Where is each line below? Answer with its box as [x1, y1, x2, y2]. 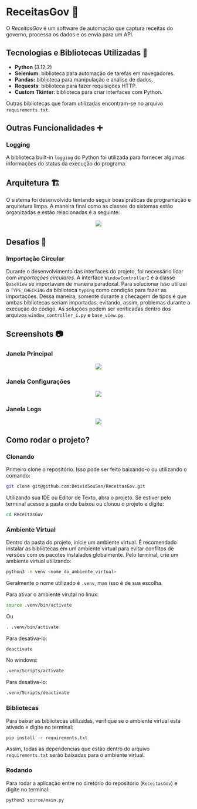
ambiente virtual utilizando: [6, 557, 72, 564]
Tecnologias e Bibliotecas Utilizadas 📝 [6, 48, 148, 58]
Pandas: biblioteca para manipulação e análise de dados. [14, 76, 154, 83]
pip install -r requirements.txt [6, 734, 88, 741]
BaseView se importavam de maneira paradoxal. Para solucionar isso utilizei [6, 280, 187, 287]
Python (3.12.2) [14, 63, 52, 70]
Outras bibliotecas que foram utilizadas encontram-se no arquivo [6, 100, 164, 107]
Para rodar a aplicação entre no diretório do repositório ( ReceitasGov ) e [6, 780, 178, 787]
